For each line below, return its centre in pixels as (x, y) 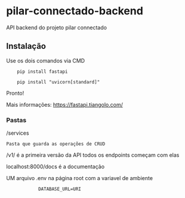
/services (18, 133)
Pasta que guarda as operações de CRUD (56, 144)
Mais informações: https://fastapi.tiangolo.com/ (65, 104)
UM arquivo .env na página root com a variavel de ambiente (80, 178)
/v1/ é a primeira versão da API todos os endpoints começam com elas (93, 155)
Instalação (26, 46)
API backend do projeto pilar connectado (57, 27)
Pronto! (15, 93)
